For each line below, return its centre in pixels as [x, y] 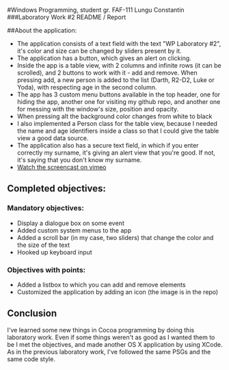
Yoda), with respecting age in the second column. [87, 87]
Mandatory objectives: [45, 208]
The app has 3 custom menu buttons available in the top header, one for [119, 94]
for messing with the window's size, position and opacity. [98, 109]
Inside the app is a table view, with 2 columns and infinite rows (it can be [119, 65]
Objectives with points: [46, 269]
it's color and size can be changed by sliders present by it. [99, 51]
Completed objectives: [56, 188]
